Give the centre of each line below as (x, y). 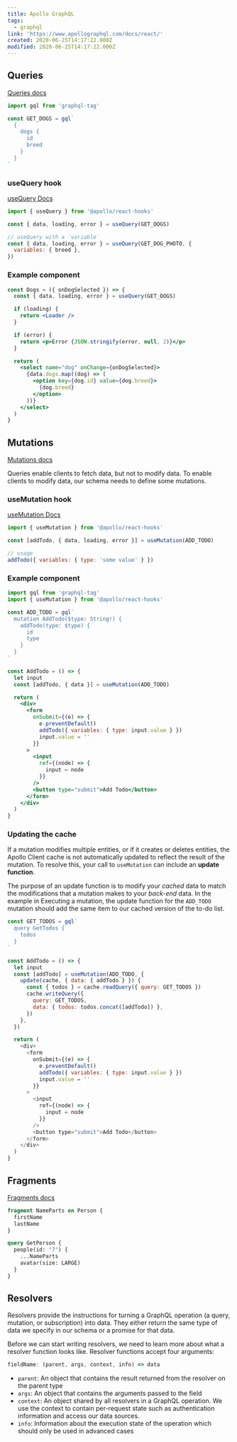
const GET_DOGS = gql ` (41, 119)
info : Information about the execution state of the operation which (114, 1424)
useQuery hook (35, 183)
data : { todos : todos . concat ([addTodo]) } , (98, 1007)
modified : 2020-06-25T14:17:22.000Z (61, 47)
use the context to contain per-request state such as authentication (116, 1409)
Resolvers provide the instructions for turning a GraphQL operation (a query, (119, 1315)
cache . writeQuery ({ (55, 994)
